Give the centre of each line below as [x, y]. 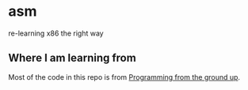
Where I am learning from [72, 58]
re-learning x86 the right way [56, 33]
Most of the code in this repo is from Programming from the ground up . [124, 77]
